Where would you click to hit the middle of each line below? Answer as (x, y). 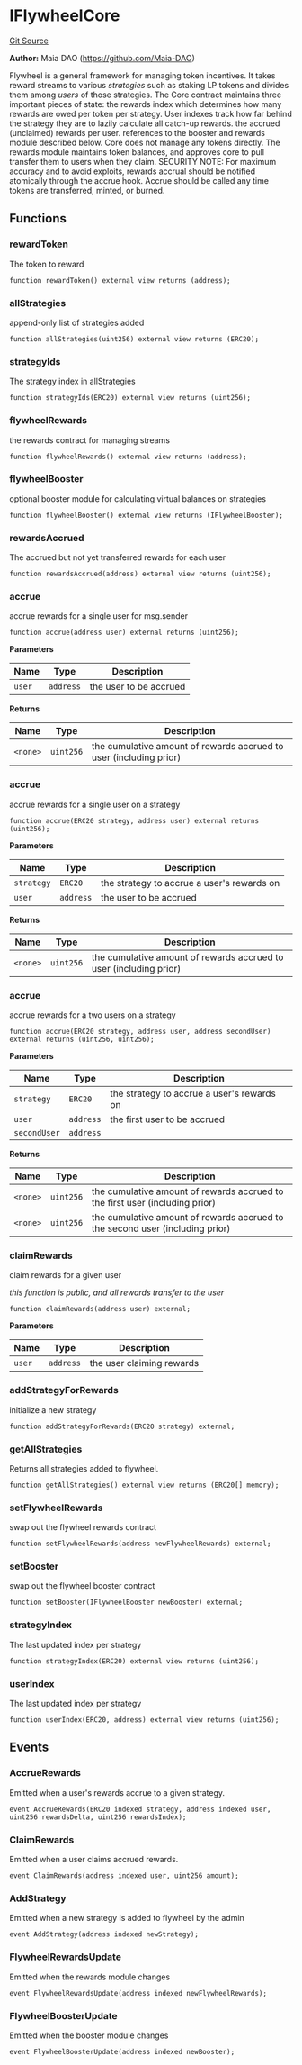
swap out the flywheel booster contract (82, 1586)
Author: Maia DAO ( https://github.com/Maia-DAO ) (102, 58)
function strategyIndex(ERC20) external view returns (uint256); (134, 1661)
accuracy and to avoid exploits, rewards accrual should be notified (133, 171)
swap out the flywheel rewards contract (83, 1527)
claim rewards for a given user (66, 1275)
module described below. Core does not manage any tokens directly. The (145, 142)
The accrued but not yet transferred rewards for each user (118, 557)
